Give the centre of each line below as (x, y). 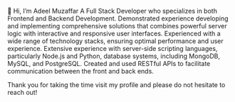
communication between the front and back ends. (81, 71)
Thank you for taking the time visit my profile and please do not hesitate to (116, 85)
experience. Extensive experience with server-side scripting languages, (113, 49)
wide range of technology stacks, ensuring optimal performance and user (115, 41)
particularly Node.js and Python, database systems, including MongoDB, (114, 56)
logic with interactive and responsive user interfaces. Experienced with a (114, 33)
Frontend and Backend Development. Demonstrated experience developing (118, 18)
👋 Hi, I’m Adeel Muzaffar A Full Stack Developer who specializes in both (112, 11)
